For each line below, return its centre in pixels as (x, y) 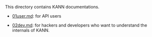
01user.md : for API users (37, 16)
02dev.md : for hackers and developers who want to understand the (79, 25)
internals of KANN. (31, 30)
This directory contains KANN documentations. (52, 7)
